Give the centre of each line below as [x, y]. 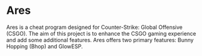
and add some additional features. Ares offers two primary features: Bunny [100, 40]
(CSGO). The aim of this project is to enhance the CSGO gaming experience [101, 33]
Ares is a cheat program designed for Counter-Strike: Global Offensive [95, 27]
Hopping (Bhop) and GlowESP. [45, 46]
